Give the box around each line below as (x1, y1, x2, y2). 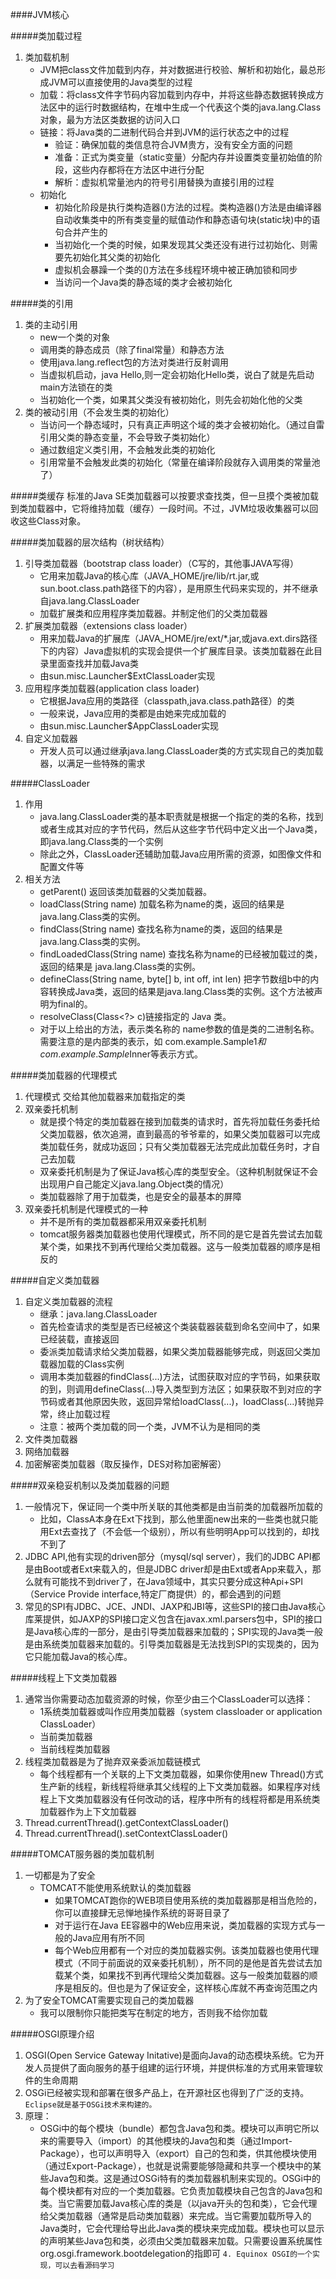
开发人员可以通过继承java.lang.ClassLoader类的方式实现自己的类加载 (39, 745, 324, 757)
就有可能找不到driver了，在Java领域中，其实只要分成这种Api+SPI (33, 1576, 304, 1587)
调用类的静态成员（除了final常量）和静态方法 (39, 344, 225, 355)
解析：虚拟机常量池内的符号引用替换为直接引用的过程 (54, 176, 275, 188)
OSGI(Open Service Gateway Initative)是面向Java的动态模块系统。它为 (24, 2049, 316, 2061)
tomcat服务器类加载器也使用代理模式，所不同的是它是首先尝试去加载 (39, 1228, 323, 1240)
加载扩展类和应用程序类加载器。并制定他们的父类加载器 (39, 608, 268, 619)
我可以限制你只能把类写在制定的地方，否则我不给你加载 (39, 2007, 268, 2018)
